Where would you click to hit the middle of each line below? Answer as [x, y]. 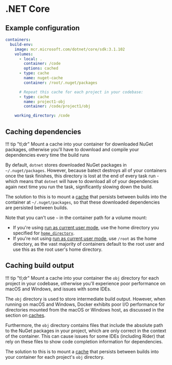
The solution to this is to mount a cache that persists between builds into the [86, 196]
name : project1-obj [45, 102]
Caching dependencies [43, 132]
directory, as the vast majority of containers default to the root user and [88, 244]
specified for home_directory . [44, 233]
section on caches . [25, 315]
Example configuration [43, 28]
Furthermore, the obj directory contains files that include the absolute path [84, 325]
